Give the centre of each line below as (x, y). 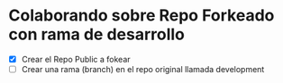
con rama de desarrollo (97, 34)
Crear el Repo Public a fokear (76, 59)
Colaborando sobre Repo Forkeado (141, 16)
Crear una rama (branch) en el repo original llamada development (143, 69)
